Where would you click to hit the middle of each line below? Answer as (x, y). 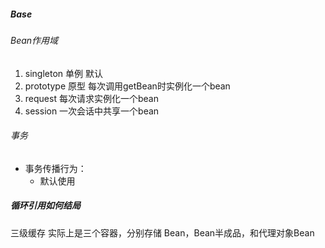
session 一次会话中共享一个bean (92, 111)
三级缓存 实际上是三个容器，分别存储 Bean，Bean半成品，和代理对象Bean (162, 232)
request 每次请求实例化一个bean (91, 98)
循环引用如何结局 (45, 206)
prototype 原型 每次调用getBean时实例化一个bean (127, 86)
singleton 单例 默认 (63, 73)
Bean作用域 (34, 40)
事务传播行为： (55, 168)
